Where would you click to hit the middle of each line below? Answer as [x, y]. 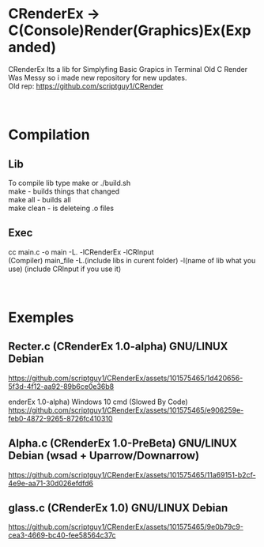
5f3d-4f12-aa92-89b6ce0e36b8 [61, 386]
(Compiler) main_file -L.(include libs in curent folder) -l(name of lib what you [132, 260]
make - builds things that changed [64, 191]
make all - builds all [40, 199]
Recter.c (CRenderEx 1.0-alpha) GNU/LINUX [118, 347]
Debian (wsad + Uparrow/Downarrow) [104, 456]
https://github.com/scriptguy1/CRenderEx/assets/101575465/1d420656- [126, 378]
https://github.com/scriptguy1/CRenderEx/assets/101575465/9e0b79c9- [126, 527]
